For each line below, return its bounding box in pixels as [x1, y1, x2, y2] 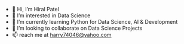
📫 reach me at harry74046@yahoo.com [11, 32, 112, 38]
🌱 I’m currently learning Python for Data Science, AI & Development [11, 18, 178, 25]
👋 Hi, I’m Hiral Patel [11, 6, 60, 12]
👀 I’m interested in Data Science [11, 12, 91, 19]
